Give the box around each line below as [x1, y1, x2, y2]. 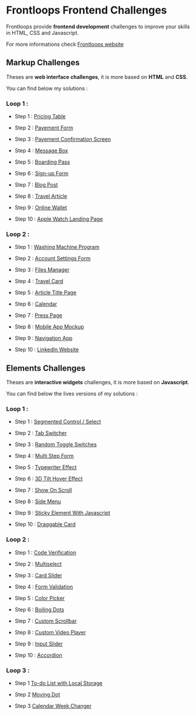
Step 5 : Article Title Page [14, 289, 77, 296]
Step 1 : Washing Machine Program [14, 244, 100, 251]
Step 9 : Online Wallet [14, 204, 68, 211]
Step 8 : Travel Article [14, 192, 68, 200]
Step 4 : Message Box [14, 147, 68, 154]
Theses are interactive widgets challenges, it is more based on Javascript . [6, 379, 190, 386]
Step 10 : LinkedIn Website [14, 346, 79, 353]
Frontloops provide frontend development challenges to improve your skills [6, 23, 190, 30]
